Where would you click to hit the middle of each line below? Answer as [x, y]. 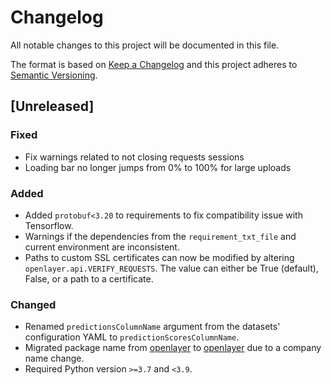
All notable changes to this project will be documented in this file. [145, 45]
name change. [54, 358]
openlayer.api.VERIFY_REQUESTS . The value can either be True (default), [171, 268]
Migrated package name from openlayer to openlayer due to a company [173, 348]
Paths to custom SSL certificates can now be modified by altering [159, 257]
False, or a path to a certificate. [89, 278]
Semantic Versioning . [54, 75]
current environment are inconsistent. [102, 247]
